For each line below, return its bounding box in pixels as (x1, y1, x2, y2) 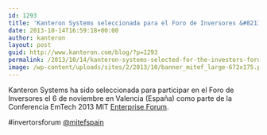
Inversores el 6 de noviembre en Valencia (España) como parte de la (8, 93, 233, 103)
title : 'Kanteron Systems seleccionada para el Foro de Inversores (8, 19, 237, 27)
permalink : (8, 56, 44, 64)
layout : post (8, 41, 52, 49)
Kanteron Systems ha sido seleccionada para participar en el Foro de (8, 85, 234, 94)
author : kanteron (8, 33, 66, 42)
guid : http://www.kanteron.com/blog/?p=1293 (8, 48, 158, 56)
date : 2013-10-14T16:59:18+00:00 (8, 26, 119, 34)
